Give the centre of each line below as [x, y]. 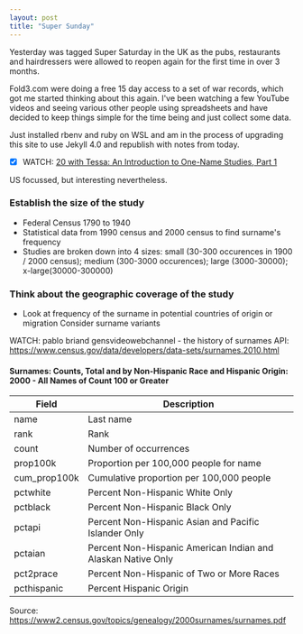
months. [25, 71]
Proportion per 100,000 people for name [174, 464]
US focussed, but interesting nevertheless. [89, 179]
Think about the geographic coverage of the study [122, 294]
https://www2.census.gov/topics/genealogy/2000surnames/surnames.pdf [148, 620]
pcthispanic [39, 589]
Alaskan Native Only [131, 559]
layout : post [34, 18]
